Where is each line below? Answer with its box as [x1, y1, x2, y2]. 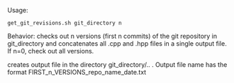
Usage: [7, 6, 28, 14]
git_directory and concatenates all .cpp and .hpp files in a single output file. [7, 39, 227, 48]
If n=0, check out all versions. [7, 47, 94, 55]
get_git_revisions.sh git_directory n [7, 20, 122, 27]
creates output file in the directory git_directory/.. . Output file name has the [7, 60, 228, 69]
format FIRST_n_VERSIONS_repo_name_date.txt [7, 68, 147, 76]
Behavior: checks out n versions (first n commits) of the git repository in [7, 32, 218, 40]
